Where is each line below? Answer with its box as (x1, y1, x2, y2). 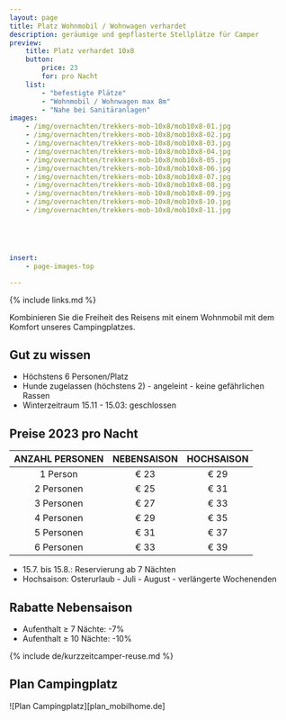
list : (25, 80, 47, 89)
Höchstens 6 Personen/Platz (22, 371, 129, 382)
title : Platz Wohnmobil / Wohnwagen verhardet (9, 22, 187, 31)
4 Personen (34, 512, 84, 525)
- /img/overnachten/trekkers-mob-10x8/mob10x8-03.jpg (25, 139, 231, 148)
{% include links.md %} (9, 294, 97, 305)
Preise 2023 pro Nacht (9, 426, 139, 441)
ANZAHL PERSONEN (13, 453, 104, 465)
